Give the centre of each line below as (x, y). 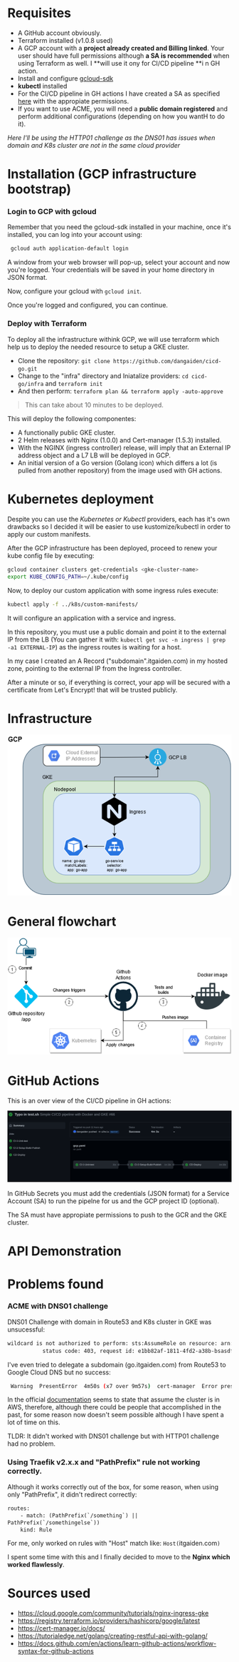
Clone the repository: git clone (64, 360)
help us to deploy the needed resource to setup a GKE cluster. (99, 347)
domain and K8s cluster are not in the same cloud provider (94, 145)
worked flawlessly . (36, 1564)
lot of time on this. (34, 1422)
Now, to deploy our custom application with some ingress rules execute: (113, 591)
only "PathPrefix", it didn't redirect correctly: (72, 1494)
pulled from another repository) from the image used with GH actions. (120, 470)
